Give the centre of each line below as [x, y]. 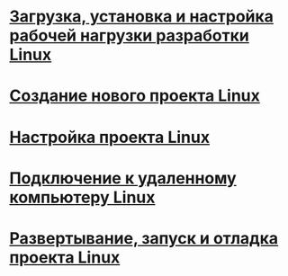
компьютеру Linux [82, 197]
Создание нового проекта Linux [135, 96]
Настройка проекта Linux [109, 137]
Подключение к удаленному [123, 178]
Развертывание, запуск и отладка [144, 238]
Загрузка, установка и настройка [142, 17]
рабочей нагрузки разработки [129, 36]
